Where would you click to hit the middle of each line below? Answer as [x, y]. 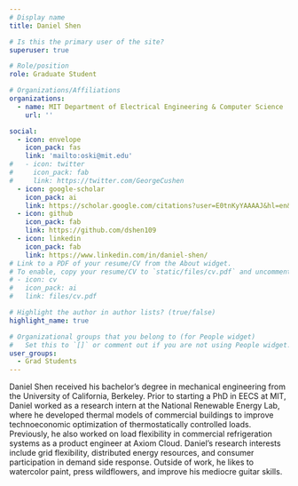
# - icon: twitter [47, 164]
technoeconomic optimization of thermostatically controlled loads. [130, 425]
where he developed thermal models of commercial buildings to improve [141, 415]
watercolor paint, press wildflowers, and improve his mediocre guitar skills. [146, 472]
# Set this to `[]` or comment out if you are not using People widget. [150, 345]
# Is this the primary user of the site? [87, 42]
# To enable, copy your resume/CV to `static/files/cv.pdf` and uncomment [150, 272]
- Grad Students [47, 362]
